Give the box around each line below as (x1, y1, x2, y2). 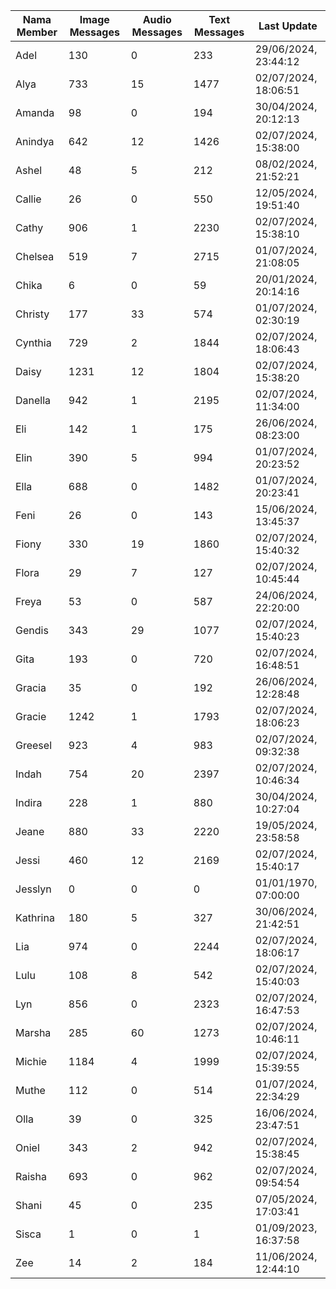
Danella (15, 394, 52, 407)
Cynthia (15, 336, 52, 349)
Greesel (15, 739, 52, 752)
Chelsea (15, 250, 55, 263)
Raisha (15, 1170, 47, 1183)
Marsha (15, 1026, 52, 1039)
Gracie (15, 710, 47, 723)
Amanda (15, 106, 55, 119)
